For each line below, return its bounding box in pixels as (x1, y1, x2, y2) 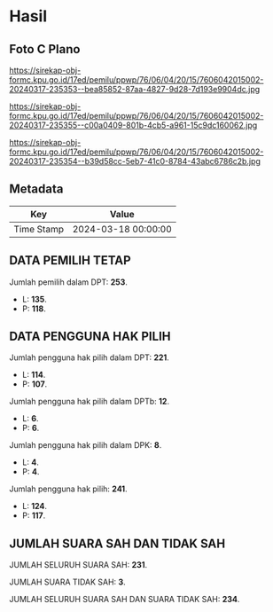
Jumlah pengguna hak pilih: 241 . (9, 483, 128, 494)
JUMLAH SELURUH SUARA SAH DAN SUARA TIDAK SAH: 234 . (9, 594, 240, 605)
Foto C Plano (9, 42, 81, 57)
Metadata (9, 182, 64, 197)
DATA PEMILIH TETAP (9, 253, 131, 268)
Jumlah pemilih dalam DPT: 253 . (9, 277, 129, 287)
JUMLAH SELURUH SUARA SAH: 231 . (9, 560, 148, 570)
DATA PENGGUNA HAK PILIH (9, 329, 171, 344)
